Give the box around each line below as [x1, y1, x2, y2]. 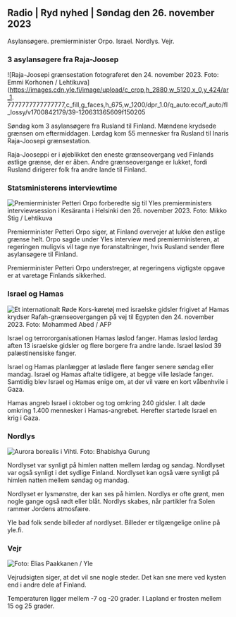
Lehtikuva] [58, 78, 90, 87]
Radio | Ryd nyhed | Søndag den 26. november [7, 7, 215, 19]
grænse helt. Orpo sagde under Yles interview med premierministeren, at [7, 235, 220, 244]
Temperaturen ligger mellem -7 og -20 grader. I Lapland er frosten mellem [7, 594, 222, 603]
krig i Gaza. [7, 414, 41, 422]
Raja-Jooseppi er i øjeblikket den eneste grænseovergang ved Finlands [7, 150, 214, 159]
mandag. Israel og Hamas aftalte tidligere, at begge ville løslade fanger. [7, 370, 214, 378]
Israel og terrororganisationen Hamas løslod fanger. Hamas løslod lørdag [7, 333, 218, 342]
